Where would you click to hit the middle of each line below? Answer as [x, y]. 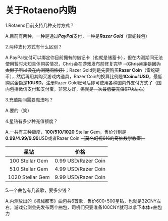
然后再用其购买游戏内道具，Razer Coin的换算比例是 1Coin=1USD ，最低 [89, 76]
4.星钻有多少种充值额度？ [32, 121]
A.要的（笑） [18, 110]
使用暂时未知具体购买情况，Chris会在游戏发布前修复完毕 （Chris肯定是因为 [83, 64]
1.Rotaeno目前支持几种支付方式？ [40, 25]
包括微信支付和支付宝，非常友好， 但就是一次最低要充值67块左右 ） [78, 89]
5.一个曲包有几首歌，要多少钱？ [38, 190]
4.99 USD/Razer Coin [80, 169]
